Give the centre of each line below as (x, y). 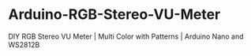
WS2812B (24, 44)
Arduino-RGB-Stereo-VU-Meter (114, 15)
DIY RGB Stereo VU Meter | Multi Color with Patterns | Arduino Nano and (126, 36)
